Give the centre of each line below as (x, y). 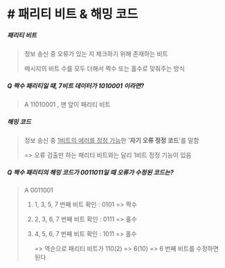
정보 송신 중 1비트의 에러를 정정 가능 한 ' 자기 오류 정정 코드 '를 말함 (111, 141)
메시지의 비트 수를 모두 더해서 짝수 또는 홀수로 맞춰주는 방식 (105, 69)
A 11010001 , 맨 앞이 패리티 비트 (67, 105)
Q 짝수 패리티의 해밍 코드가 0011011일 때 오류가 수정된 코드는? (91, 172)
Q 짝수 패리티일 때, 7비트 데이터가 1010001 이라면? (76, 86)
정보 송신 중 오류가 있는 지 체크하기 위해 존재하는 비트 (96, 54)
